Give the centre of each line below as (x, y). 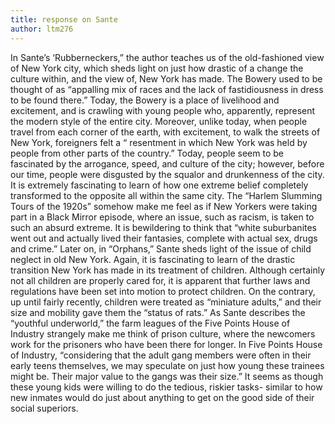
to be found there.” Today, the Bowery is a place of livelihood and (145, 100)
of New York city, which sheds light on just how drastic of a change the (157, 68)
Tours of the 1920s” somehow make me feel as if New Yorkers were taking (164, 206)
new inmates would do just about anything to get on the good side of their (162, 397)
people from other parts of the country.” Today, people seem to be (147, 153)
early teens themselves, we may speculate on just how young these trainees (167, 365)
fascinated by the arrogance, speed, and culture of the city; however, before (167, 163)
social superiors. (44, 408)
